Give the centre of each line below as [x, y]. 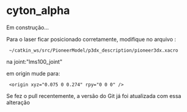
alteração [18, 102]
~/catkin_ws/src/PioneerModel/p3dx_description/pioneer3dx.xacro [94, 50]
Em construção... [28, 27]
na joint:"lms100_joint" [34, 61]
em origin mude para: [33, 73]
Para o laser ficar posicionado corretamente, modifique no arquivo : [91, 39]
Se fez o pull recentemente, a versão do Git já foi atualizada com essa [94, 96]
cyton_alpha [38, 11]
